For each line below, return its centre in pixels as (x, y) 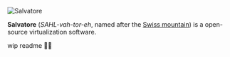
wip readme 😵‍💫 (30, 45)
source (18, 32)
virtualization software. (63, 32)
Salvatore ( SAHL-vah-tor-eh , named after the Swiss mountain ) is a (105, 24)
